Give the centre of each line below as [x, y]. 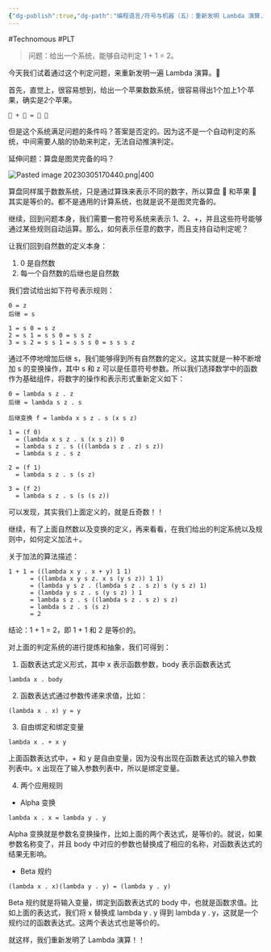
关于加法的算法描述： [44, 556]
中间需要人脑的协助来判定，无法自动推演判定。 [100, 141]
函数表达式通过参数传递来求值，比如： [83, 695]
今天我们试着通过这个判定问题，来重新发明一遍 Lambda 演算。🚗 [115, 73]
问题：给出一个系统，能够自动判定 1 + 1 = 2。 [103, 55]
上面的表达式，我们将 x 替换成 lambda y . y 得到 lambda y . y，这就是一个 [137, 912]
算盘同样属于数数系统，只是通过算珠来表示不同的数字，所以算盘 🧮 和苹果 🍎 [133, 191]
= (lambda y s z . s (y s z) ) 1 [86, 593]
